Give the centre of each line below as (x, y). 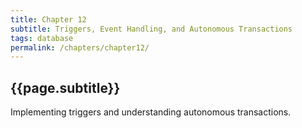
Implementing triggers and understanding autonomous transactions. (151, 112)
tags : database (42, 38)
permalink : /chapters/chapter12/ (80, 47)
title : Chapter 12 (48, 19)
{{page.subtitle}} (65, 87)
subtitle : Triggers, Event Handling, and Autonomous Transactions (151, 29)
